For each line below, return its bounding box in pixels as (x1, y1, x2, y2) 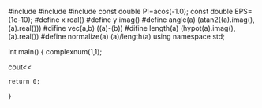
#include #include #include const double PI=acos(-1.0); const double (8, 7, 234, 16)
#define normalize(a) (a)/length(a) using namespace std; (40, 32, 225, 41)
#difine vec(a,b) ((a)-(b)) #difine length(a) (43, 24, 179, 32)
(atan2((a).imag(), (196, 15, 255, 24)
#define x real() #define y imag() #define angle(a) (34, 15, 196, 24)
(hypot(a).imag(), (180, 24, 236, 32)
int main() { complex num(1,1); (8, 47, 103, 56)
